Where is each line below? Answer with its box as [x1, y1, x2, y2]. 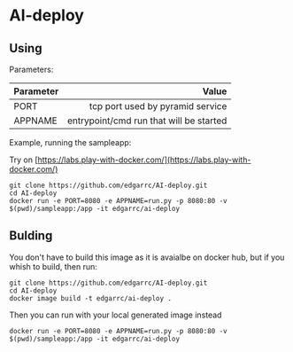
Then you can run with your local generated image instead [9, 309, 222, 320]
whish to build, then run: [9, 261, 97, 271]
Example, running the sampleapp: [9, 137, 132, 147]
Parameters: [9, 64, 54, 74]
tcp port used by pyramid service [89, 100, 227, 112]
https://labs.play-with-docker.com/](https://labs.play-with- [37, 154, 251, 165]
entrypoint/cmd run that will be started [66, 114, 227, 127]
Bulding [9, 228, 53, 244]
